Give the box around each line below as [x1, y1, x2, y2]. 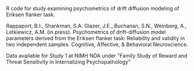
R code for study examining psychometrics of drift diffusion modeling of [6, 5, 179, 12]
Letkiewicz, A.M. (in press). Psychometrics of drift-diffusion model [6, 29, 166, 35]
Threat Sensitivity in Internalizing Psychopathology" [6, 58, 131, 65]
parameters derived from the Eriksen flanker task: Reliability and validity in [6, 35, 185, 41]
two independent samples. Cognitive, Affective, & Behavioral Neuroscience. [6, 41, 188, 48]
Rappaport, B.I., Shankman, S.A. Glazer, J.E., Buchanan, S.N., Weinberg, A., [6, 23, 187, 29]
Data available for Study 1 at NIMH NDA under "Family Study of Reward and [6, 52, 188, 59]
